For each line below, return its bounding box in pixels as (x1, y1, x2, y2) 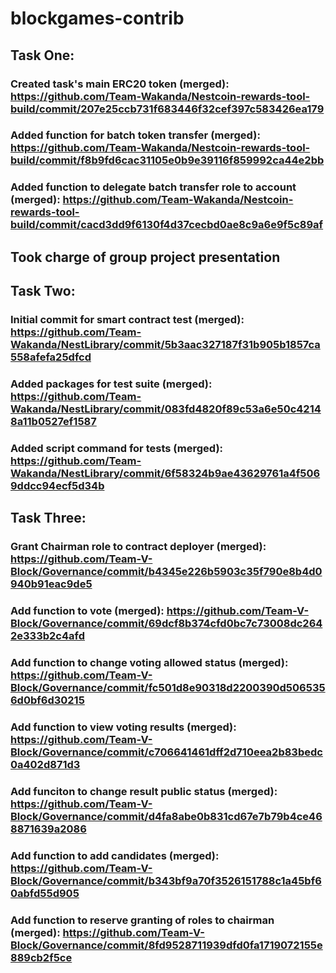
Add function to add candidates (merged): (10, 848, 220, 862)
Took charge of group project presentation (10, 248, 281, 266)
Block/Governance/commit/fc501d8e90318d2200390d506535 (10, 681, 326, 695)
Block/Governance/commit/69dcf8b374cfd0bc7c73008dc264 (10, 617, 323, 631)
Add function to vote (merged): (10, 604, 165, 618)
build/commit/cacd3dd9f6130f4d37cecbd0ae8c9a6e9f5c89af (10, 218, 324, 232)
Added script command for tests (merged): (10, 441, 224, 455)
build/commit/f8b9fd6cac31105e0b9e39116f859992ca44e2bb (10, 153, 325, 167)
